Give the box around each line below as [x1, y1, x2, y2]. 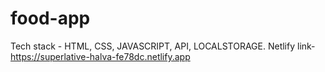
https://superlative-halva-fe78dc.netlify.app [10, 50, 191, 62]
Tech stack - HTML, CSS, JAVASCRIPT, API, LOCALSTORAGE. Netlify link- [10, 40, 316, 52]
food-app [10, 7, 91, 30]
